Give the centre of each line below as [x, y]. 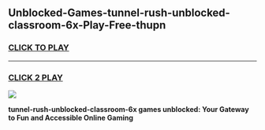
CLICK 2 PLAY [35, 77]
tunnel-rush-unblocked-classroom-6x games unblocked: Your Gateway [129, 109]
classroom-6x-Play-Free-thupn [87, 26]
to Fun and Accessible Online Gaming [71, 117]
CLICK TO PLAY [39, 48]
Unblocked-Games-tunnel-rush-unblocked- [119, 13]
